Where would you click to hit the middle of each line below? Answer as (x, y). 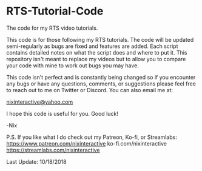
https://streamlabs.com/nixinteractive (53, 150)
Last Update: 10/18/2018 (36, 161)
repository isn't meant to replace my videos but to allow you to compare (96, 59)
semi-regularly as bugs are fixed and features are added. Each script (92, 46)
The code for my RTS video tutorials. (52, 28)
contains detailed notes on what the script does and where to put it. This (97, 52)
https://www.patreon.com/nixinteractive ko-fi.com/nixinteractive (86, 143)
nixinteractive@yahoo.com (40, 102)
